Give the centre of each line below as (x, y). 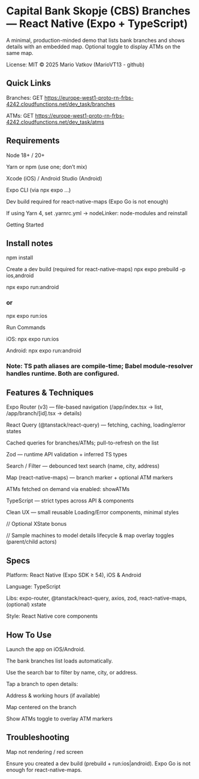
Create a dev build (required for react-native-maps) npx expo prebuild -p (96, 269)
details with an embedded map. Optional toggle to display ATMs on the (93, 47)
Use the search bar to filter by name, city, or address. (72, 673)
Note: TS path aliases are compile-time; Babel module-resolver (99, 366)
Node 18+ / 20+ (25, 155)
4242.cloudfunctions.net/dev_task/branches (61, 104)
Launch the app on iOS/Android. (46, 649)
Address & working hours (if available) (53, 696)
